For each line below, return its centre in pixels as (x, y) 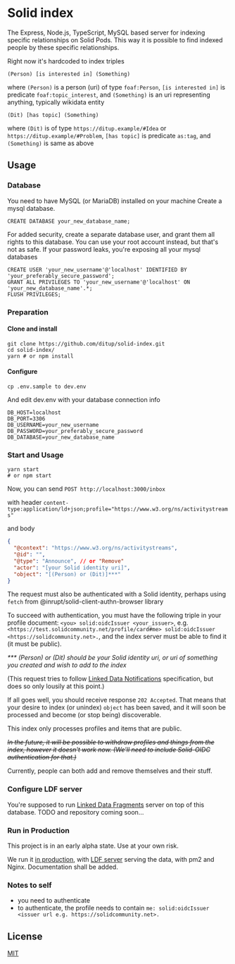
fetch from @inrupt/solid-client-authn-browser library (85, 602)
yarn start (23, 470)
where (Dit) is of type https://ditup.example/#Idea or (87, 128)
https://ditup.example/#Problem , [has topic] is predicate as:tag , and (109, 135)
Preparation (28, 312)
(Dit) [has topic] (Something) (53, 115)
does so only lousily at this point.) (56, 686)
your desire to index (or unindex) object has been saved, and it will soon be (117, 707)
